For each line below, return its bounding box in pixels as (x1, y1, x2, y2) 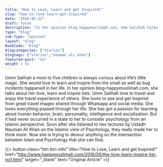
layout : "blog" (5, 39, 36, 44)
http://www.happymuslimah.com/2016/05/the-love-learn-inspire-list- (18, 151, 157, 157)
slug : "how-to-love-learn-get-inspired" (5, 12, 89, 17)
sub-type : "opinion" (5, 35, 47, 39)
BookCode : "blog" (5, 43, 41, 48)
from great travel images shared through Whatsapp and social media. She (5, 101, 154, 107)
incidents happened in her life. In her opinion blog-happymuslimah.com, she (5, 85, 159, 91)
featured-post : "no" (5, 57, 47, 62)
